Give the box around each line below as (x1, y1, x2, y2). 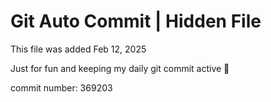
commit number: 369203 (10, 81, 113, 94)
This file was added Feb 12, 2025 (10, 43, 147, 55)
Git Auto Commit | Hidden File (10, 10, 262, 33)
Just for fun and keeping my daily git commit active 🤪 (10, 62, 230, 74)
